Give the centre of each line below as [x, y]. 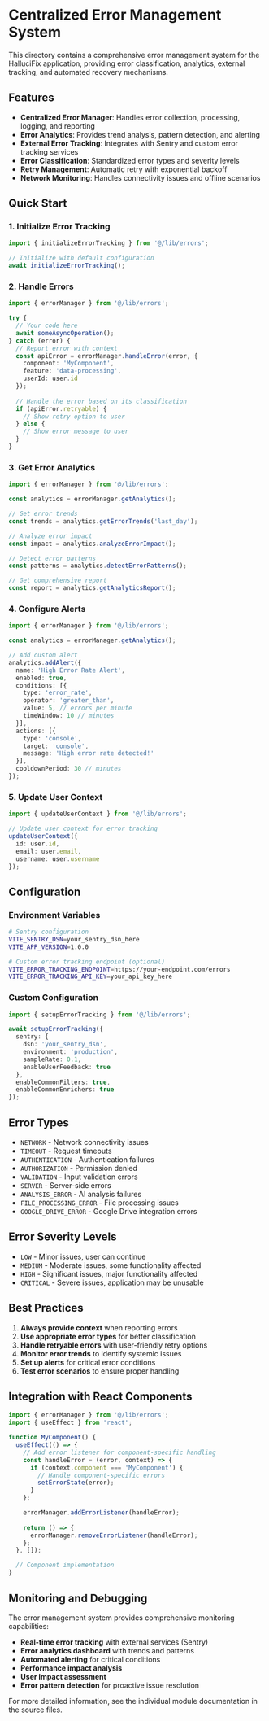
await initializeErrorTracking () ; [67, 266]
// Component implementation [65, 1565]
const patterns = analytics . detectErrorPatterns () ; [98, 566]
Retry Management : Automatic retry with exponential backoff [124, 169]
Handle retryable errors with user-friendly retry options [114, 1345]
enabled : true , [41, 678]
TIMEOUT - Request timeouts [66, 1151]
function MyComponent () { [52, 1438]
